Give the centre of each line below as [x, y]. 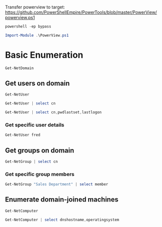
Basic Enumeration [44, 55]
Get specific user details [35, 125]
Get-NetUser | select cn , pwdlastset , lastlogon [53, 112]
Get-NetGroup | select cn [31, 161]
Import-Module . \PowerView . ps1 [37, 35]
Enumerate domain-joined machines [62, 200]
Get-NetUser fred [23, 135]
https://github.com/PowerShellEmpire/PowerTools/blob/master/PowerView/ [81, 12]
